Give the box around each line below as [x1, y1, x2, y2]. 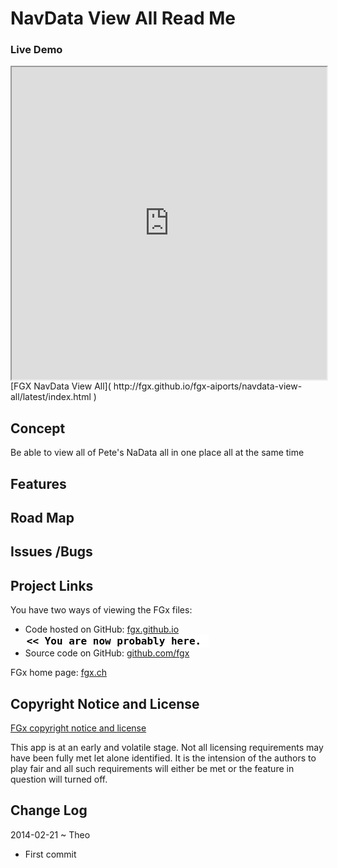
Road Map [10, 510, 75, 527]
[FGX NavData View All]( [10, 380, 112, 392]
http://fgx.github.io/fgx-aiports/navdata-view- [113, 380, 303, 392]
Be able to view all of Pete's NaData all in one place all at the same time [10, 447, 305, 459]
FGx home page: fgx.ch [10, 667, 107, 679]
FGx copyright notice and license [10, 722, 147, 734]
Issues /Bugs [10, 543, 93, 561]
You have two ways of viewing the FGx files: [10, 604, 193, 616]
